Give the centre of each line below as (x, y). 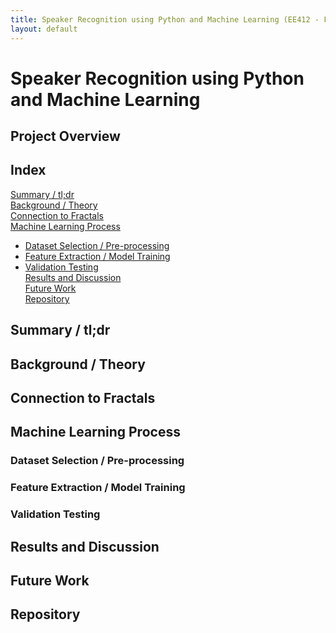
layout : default (44, 29)
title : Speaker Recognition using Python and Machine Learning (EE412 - (165, 19)
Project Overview (65, 136)
